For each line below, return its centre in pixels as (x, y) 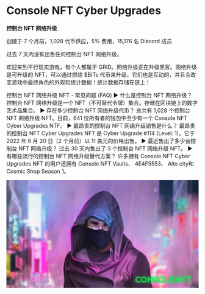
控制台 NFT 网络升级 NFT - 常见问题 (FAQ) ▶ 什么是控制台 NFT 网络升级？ (99, 95)
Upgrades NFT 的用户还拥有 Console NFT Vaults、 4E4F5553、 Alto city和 (100, 163)
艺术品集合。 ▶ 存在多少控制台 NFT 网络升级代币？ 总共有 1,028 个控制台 (98, 110)
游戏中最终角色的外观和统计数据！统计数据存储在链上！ (81, 82)
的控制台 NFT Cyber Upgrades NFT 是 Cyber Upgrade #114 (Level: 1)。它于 (101, 133)
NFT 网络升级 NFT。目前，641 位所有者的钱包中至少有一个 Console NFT (97, 118)
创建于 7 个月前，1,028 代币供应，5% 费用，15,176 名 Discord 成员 (89, 41)
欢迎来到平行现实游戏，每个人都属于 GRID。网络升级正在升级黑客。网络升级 (102, 67)
